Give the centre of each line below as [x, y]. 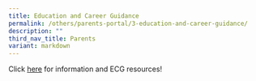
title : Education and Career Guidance [74, 16]
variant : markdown [39, 46]
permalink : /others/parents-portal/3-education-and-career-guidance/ [128, 23]
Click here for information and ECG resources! [85, 69]
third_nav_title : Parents [52, 38]
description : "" [36, 31]
